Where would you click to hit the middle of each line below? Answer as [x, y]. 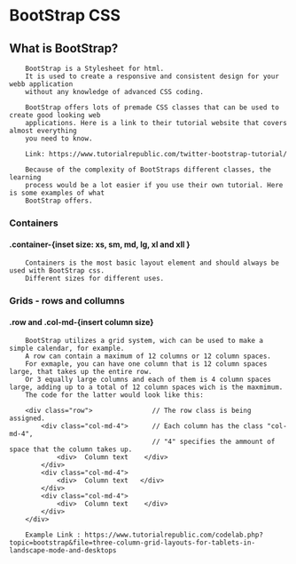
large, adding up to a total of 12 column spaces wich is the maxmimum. [146, 387]
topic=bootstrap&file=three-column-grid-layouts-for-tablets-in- [132, 543]
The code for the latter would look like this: [114, 395]
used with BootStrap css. [57, 271]
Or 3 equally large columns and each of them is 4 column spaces [148, 380]
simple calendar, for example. [67, 349]
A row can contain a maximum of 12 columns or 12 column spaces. [148, 356]
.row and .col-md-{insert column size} [82, 322]
